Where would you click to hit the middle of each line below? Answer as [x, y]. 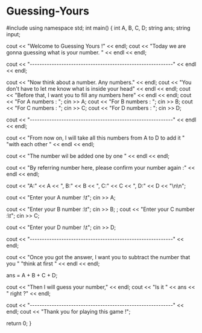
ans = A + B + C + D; [32, 275]
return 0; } [19, 323]
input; [14, 34]
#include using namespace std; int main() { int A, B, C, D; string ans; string [99, 28]
